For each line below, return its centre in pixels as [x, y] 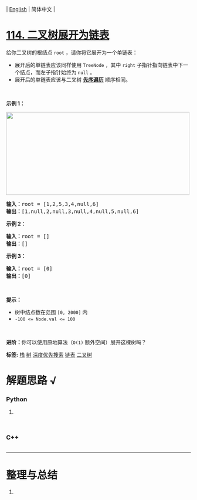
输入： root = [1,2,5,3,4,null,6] [52, 204]
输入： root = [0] [29, 268]
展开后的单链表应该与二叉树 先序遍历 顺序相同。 [72, 79]
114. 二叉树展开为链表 [58, 35]
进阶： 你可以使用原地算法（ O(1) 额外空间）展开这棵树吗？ [76, 342]
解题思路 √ [31, 381]
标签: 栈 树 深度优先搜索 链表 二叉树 [49, 354]
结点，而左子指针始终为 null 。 [57, 72]
